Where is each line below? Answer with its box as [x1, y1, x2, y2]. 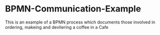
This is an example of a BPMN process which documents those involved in [5, 19, 156, 25]
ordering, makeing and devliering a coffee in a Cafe [5, 24, 109, 30]
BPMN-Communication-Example [5, 3, 141, 14]
